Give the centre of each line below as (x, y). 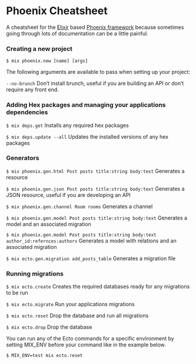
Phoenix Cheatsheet (57, 11)
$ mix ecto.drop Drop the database (49, 327)
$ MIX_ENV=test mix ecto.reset (44, 356)
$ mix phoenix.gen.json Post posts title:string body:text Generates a (95, 188)
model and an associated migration (49, 224)
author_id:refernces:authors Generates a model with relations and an (91, 241)
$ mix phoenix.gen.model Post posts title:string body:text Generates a (97, 218)
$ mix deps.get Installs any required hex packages (68, 125)
